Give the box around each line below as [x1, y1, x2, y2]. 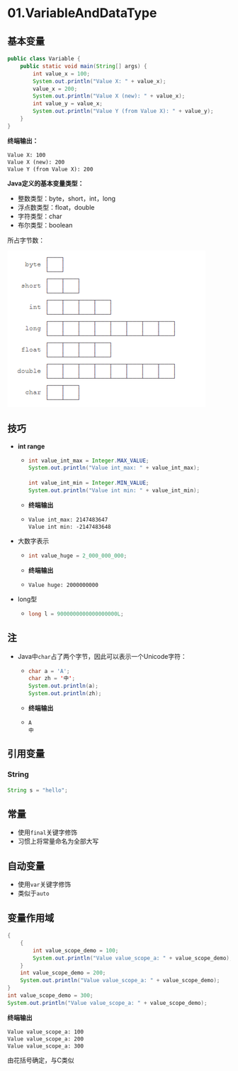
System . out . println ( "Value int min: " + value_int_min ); [28, 487, 200, 495]
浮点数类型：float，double [17, 203, 95, 211]
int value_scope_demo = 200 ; [20, 969, 106, 976]
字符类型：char [17, 212, 62, 220]
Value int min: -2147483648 [28, 523, 111, 530]
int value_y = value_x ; [33, 100, 103, 107]
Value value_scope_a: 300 [7, 1043, 84, 1050]
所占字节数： [7, 236, 45, 244]
